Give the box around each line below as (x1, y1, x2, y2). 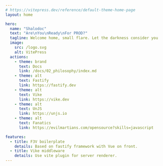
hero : (5, 21, 17, 26)
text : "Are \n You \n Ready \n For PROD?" (10, 31, 88, 36)
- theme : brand (14, 59, 47, 64)
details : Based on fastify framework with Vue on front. (14, 144, 138, 149)
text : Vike (18, 92, 42, 97)
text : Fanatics (18, 120, 51, 125)
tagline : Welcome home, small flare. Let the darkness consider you (10, 36, 158, 41)
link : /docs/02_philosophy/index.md (18, 69, 97, 74)
